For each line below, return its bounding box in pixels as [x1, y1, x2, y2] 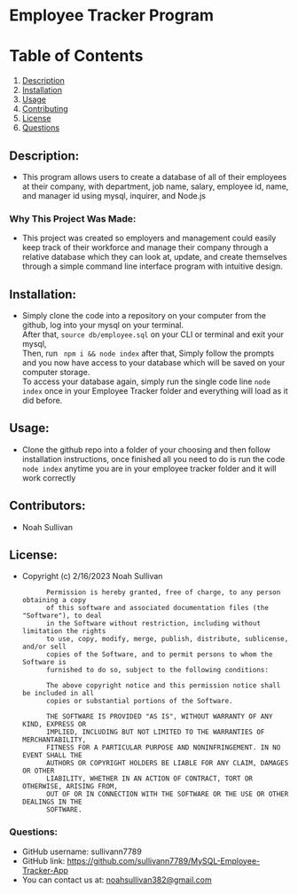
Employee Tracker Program [9, 5, 215, 26]
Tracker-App [21, 865, 69, 875]
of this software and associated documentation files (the [45, 604, 269, 613]
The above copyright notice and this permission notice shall [45, 681, 281, 690]
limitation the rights [21, 627, 106, 636]
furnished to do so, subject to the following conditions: [45, 666, 269, 675]
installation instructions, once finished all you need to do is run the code [21, 453, 286, 464]
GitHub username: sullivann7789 [21, 846, 142, 857]
